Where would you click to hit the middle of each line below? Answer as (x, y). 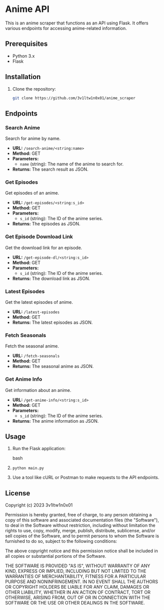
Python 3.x (23, 56)
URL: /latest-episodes (36, 312)
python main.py (28, 468)
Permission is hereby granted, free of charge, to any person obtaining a (79, 515)
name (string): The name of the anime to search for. (72, 164)
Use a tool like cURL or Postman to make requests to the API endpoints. (86, 478)
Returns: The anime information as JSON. (55, 421)
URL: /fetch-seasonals (36, 356)
